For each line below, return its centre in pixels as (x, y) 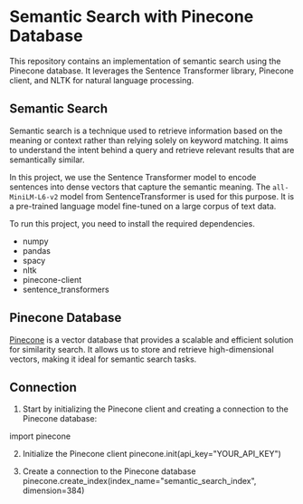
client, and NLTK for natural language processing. (102, 80)
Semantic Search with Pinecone (132, 17)
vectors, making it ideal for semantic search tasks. (103, 359)
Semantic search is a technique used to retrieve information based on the (146, 131)
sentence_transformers (66, 289)
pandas (37, 250)
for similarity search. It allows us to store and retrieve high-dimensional (142, 349)
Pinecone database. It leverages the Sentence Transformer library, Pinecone (151, 71)
